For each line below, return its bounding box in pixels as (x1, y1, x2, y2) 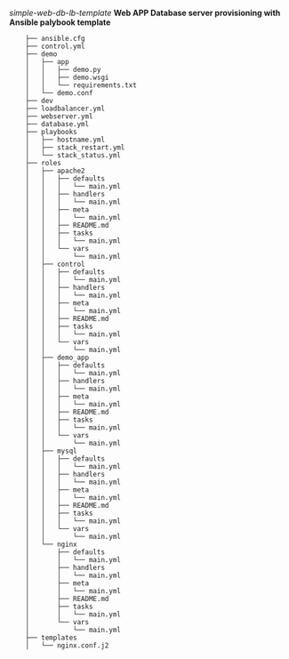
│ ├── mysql (25, 446, 77, 455)
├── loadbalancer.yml (25, 104, 105, 113)
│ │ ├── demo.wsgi (25, 73, 109, 82)
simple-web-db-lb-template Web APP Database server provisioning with (9, 8, 281, 18)
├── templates (25, 633, 77, 642)
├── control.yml (25, 42, 86, 51)
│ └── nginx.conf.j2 (25, 641, 109, 650)
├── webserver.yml (25, 112, 93, 121)
